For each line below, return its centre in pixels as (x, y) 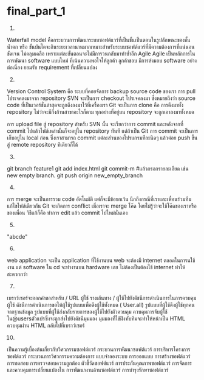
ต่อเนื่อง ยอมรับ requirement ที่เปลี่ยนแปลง (52, 67)
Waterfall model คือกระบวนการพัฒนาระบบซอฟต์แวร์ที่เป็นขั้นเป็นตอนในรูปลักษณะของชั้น (99, 40)
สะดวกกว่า (17, 274)
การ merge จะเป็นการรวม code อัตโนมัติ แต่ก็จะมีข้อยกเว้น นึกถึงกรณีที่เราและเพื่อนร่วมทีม (99, 199)
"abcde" (17, 236)
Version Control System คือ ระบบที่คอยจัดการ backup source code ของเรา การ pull (101, 91)
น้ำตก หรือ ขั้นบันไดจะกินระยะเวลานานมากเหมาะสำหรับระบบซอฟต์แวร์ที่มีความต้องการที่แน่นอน (101, 46)
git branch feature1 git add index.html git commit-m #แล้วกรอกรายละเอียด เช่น (98, 168)
